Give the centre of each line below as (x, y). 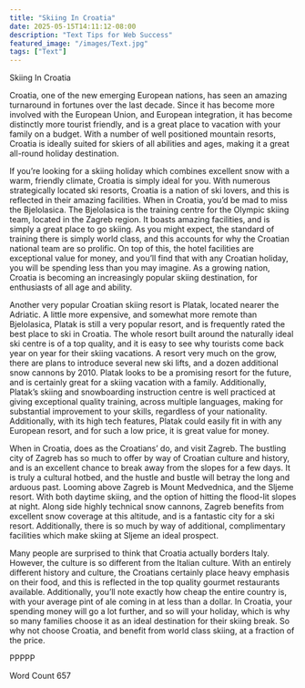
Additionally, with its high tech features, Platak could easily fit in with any (146, 421)
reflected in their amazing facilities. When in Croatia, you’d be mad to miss (149, 200)
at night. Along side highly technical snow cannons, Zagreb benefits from (147, 507)
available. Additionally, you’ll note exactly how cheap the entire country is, (148, 592)
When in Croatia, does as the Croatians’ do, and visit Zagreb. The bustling (148, 448)
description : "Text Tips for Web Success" (91, 35)
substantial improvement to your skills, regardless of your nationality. (138, 412)
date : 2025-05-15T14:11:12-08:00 (73, 26)
